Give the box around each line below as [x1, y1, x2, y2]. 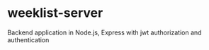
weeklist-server [7, 5, 103, 21]
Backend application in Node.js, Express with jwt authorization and [7, 28, 202, 37]
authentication [7, 35, 50, 44]
